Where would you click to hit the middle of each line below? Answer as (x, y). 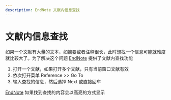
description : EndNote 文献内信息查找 (42, 10)
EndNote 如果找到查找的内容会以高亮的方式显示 (55, 92)
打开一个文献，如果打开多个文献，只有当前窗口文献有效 (70, 69)
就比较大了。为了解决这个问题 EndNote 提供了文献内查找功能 (69, 58)
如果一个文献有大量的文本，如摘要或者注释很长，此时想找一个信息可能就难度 (85, 52)
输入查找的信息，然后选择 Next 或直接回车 (57, 81)
